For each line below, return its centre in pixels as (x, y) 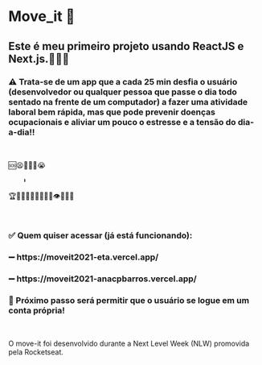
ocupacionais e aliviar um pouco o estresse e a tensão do (122, 122)
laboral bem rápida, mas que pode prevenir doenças (112, 112)
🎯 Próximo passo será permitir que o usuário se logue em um (129, 300)
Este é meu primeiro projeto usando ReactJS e (126, 46)
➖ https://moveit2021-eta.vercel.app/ (84, 257)
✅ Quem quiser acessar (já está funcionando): (100, 235)
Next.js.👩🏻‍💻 (39, 58)
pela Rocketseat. (36, 352)
